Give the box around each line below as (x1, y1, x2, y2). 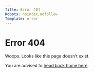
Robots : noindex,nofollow (5, 12, 57, 17)
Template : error (5, 16, 38, 21)
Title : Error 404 (5, 7, 40, 12)
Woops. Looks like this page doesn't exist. (5, 53, 90, 59)
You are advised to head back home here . (5, 63, 89, 69)
